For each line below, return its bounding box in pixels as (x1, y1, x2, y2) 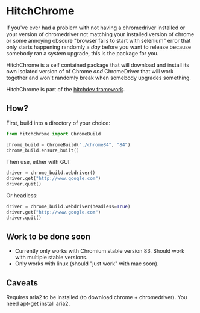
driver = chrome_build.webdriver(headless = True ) (6, 203, 131, 209)
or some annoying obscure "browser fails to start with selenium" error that (6, 37, 191, 44)
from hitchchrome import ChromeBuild (6, 131, 101, 137)
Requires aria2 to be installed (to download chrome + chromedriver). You (6, 294, 187, 301)
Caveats (6, 277, 38, 288)
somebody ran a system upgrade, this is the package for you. (6, 49, 159, 57)
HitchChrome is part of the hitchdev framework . (6, 85, 125, 93)
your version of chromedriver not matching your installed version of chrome (6, 30, 195, 37)
